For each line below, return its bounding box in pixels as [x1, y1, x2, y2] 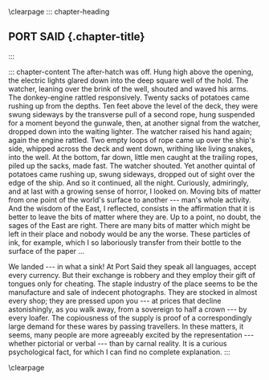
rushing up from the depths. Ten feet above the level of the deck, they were [8, 100, 259, 111]
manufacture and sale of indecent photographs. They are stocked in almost [8, 287, 258, 296]
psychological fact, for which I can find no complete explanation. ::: [8, 347, 230, 357]
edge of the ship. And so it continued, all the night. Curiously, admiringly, [8, 178, 249, 187]
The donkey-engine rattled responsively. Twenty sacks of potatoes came [8, 92, 251, 102]
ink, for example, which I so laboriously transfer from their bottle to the [8, 237, 242, 247]
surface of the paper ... [8, 246, 85, 255]
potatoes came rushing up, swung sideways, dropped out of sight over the [8, 169, 255, 179]
